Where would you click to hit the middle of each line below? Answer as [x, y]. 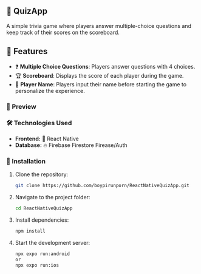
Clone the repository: [42, 174]
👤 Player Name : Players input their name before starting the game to [101, 84]
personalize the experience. [50, 91]
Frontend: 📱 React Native [47, 139]
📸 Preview [21, 106]
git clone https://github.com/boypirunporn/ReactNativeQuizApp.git [102, 186]
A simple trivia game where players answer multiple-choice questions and [99, 26]
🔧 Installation [26, 161]
